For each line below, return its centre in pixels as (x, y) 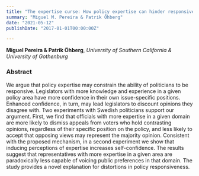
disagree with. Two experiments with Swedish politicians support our (90, 110)
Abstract (19, 72)
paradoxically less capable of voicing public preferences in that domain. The (99, 160)
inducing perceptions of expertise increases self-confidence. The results (95, 148)
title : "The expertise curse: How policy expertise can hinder (86, 12)
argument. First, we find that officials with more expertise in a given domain (98, 116)
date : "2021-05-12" (30, 23)
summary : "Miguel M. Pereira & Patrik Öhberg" (65, 17)
